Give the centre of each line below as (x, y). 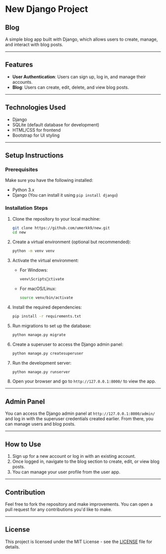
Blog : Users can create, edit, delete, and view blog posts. (71, 87)
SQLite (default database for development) (56, 124)
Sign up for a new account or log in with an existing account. (74, 456)
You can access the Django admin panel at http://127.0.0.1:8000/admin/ (80, 414)
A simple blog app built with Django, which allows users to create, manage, (82, 39)
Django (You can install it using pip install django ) (65, 195)
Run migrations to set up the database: (52, 326)
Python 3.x (23, 190)
